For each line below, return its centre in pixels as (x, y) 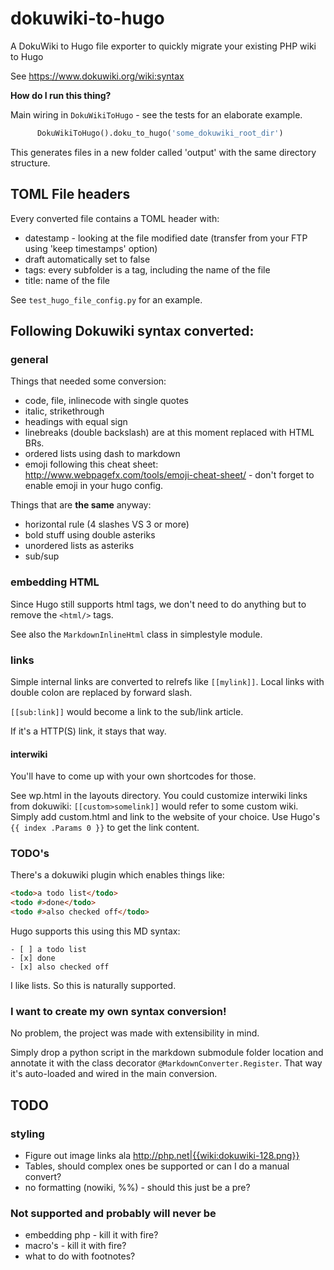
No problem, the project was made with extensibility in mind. (135, 1033)
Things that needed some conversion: (88, 381)
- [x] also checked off (60, 967)
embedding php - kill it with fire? (91, 1235)
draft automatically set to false (87, 259)
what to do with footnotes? (80, 1256)
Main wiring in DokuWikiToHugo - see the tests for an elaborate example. (156, 114)
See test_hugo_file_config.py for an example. (106, 299)
